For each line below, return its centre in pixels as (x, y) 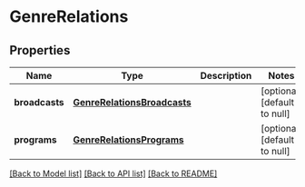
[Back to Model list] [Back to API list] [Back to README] (113, 173)
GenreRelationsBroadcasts (133, 102)
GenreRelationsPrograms (128, 140)
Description (226, 76)
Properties (40, 50)
